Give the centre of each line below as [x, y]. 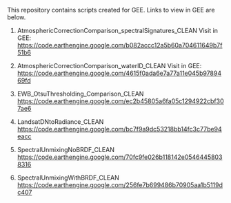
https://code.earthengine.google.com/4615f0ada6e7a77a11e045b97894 [119, 73]
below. [17, 17]
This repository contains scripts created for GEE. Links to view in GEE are [111, 10]
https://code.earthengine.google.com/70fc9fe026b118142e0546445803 [120, 157]
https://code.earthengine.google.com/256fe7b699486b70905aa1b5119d [120, 185]
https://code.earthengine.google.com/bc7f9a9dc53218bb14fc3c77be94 [119, 129]
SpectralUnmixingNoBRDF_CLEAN [66, 150]
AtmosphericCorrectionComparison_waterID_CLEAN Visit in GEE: [109, 66]
